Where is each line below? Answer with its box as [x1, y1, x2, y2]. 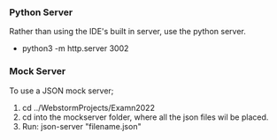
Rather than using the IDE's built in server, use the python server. [9, 26, 246, 37]
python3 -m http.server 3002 [21, 43, 129, 54]
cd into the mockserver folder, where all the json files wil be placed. [21, 112, 269, 122]
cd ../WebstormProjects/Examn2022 [21, 102, 155, 113]
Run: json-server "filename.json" [21, 121, 142, 131]
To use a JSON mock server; [9, 85, 114, 96]
